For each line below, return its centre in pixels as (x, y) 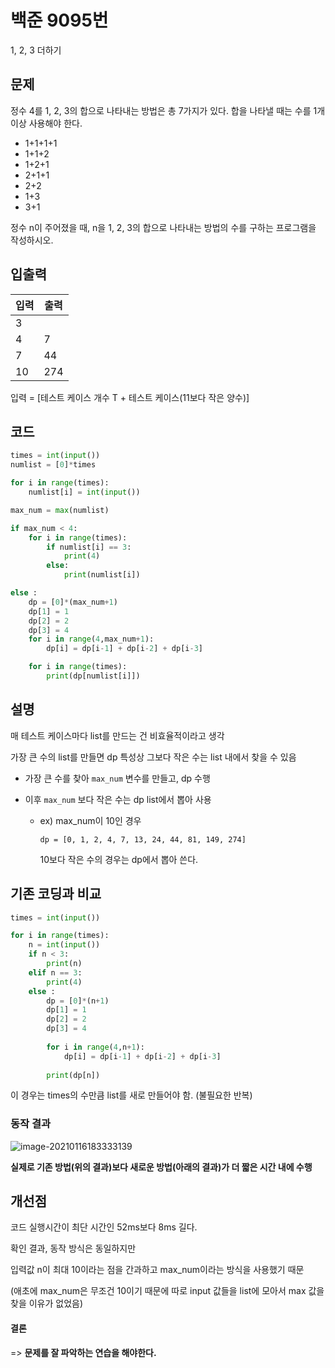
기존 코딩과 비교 (56, 894)
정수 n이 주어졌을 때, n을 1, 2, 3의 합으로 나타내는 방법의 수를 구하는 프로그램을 (163, 227)
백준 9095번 (59, 20)
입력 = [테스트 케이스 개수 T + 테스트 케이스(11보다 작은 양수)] (130, 397)
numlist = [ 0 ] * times (53, 465)
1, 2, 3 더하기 (36, 50)
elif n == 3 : (55, 972)
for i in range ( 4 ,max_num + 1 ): (91, 639)
